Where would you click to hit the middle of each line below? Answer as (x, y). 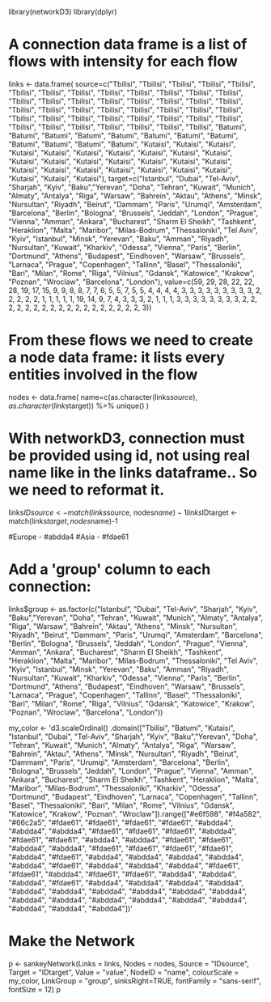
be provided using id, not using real (129, 456)
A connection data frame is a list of (128, 45)
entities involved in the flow (103, 375)
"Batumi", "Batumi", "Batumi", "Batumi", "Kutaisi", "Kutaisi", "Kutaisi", (122, 144)
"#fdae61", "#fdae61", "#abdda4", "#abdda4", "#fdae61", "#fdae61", (121, 839)
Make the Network (72, 941)
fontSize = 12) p (35, 989)
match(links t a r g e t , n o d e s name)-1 (64, 520)
